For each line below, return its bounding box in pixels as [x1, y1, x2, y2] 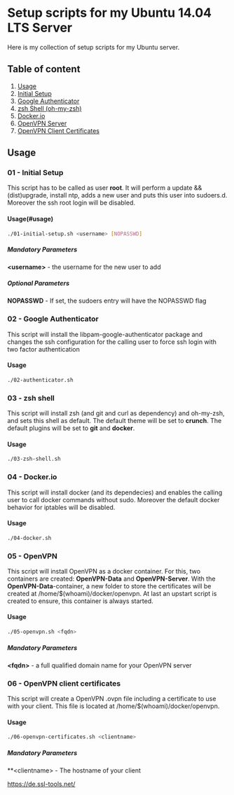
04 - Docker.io [7, 472, 57, 482]
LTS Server [7, 20, 73, 36]
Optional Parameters [7, 279, 70, 288]
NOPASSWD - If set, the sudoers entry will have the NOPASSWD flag [7, 296, 207, 305]
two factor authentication [7, 345, 81, 353]
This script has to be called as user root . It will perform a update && [7, 184, 202, 192]
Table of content [7, 63, 81, 75]
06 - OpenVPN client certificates [7, 678, 121, 688]
